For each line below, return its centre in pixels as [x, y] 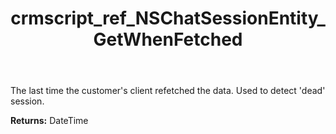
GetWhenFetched [168, 39]
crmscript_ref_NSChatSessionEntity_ [168, 18]
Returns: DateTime [49, 121]
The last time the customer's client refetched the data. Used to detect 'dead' [168, 91]
